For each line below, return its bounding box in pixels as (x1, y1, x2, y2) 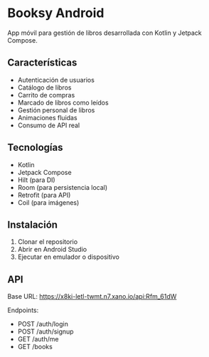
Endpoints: (7, 306, 39, 314)
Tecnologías (7, 142, 63, 154)
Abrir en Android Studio (17, 245, 87, 254)
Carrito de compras (17, 90, 75, 99)
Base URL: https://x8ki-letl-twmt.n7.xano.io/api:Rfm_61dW (7, 292, 177, 301)
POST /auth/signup (17, 327, 74, 336)
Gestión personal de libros (17, 105, 95, 114)
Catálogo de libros (17, 83, 72, 92)
